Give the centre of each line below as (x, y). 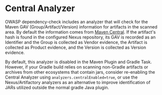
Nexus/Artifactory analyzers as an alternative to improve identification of (78, 82)
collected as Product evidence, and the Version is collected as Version (76, 47)
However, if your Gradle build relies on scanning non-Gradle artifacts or (77, 67)
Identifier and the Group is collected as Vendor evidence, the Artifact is (76, 42)
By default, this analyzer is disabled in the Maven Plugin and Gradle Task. (79, 62)
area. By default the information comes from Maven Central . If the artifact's (81, 32)
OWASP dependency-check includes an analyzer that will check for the (77, 22)
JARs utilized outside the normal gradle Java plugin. (57, 87)
